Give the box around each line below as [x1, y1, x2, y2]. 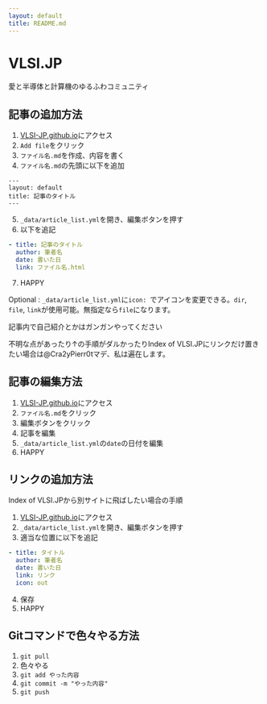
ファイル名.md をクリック [19, 408, 97, 418]
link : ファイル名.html [15, 263, 86, 271]
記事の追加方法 [8, 107, 83, 121]
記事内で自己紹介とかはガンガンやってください [8, 322, 163, 331]
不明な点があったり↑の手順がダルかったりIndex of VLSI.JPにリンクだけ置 [8, 339, 253, 348]
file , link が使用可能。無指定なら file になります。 [8, 304, 175, 315]
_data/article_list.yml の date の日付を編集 [19, 438, 163, 448]
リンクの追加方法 [8, 473, 93, 486]
